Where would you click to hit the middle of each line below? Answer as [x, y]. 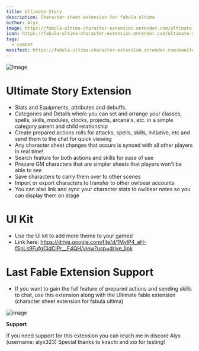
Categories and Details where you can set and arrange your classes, [98, 114]
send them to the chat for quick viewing [63, 139]
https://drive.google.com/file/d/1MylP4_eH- [94, 242]
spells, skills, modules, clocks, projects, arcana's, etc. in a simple [94, 120]
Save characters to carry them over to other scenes [78, 176]
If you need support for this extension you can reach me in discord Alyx [94, 336]
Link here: [27, 242]
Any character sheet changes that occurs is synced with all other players [104, 145]
